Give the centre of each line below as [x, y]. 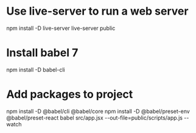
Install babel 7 [42, 53]
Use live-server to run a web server [97, 11]
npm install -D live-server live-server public [61, 28]
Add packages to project [70, 94]
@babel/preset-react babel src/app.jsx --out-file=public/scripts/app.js [94, 118]
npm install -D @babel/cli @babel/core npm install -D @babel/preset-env [98, 111]
